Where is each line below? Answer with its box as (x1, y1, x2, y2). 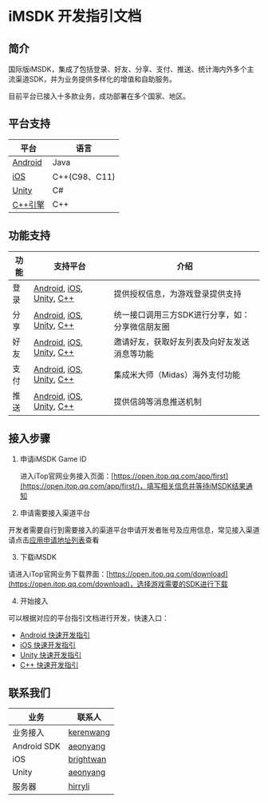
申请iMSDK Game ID (19, 454, 87, 464)
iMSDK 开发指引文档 (8, 7, 142, 26)
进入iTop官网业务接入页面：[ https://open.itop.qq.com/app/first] (19, 471, 229, 481)
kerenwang (68, 727, 110, 738)
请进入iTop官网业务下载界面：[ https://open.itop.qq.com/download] (8, 569, 228, 579)
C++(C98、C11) (52, 171, 116, 182)
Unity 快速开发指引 (19, 650, 82, 660)
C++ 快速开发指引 (19, 661, 79, 670)
